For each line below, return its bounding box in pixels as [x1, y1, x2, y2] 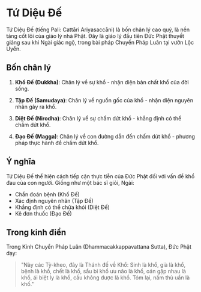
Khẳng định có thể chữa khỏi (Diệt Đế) [14, 203, 110, 211]
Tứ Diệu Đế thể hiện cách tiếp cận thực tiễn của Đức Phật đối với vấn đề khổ [6, 172, 195, 180]
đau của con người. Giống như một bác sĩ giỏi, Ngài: [6, 179, 134, 186]
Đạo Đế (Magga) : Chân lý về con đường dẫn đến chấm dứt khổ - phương [14, 132, 195, 140]
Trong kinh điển [6, 227, 67, 237]
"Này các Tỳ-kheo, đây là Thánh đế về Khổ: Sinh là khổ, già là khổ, [20, 261, 186, 269]
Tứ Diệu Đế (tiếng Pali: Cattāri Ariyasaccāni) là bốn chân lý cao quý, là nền [6, 26, 190, 33]
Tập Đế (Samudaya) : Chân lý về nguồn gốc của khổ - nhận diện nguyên [14, 96, 194, 104]
